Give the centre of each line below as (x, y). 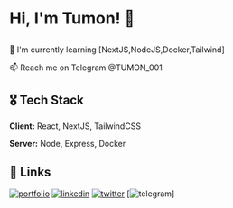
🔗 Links (30, 172)
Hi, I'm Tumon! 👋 (72, 18)
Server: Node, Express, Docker (68, 144)
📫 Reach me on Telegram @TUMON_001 (86, 68)
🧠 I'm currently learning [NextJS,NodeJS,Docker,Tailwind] (117, 50)
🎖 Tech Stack (47, 99)
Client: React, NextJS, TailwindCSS (75, 126)
